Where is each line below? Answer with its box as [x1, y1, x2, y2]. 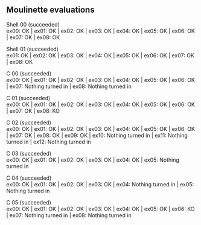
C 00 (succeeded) [6, 69, 52, 77]
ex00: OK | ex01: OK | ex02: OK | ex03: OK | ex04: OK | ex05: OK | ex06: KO [6, 205, 195, 212]
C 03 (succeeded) [6, 150, 52, 157]
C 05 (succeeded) [6, 198, 51, 206]
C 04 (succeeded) [6, 174, 52, 182]
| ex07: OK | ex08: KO [6, 107, 60, 114]
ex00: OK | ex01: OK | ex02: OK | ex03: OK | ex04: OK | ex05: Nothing [6, 156, 180, 163]
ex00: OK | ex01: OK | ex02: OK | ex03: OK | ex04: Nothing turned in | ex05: [6, 180, 194, 188]
